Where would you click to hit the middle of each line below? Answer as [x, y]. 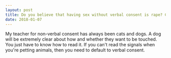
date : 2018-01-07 [24, 19]
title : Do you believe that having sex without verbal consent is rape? [84, 15]
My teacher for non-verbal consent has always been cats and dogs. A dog [83, 34]
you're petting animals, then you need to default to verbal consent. [75, 50]
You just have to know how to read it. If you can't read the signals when [80, 45]
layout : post [19, 10]
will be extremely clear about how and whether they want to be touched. [81, 39]
